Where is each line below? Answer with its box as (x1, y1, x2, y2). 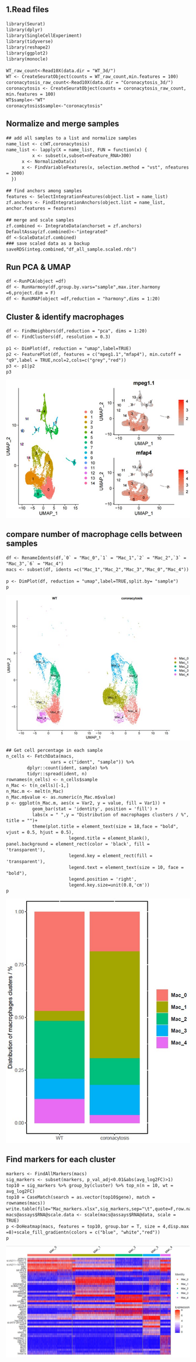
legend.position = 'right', (68, 877, 137, 882)
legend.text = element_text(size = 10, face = (68, 865, 184, 871)
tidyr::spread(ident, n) (27, 771, 87, 777)
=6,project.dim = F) (6, 290, 57, 296)
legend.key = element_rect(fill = (68, 853, 153, 859)
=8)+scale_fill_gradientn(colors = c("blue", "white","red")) (6, 1229, 160, 1235)
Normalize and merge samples (6, 119, 120, 129)
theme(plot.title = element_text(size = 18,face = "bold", (32, 824, 179, 830)
